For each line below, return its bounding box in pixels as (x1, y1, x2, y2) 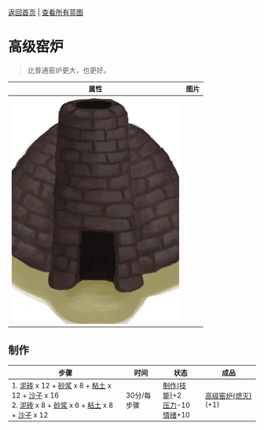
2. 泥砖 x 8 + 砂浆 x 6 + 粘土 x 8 (11, 400, 114, 410)
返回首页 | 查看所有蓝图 (8, 8, 84, 16)
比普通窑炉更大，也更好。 (27, 65, 111, 75)
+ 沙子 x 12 (11, 410, 49, 419)
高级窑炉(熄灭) (205, 392, 252, 401)
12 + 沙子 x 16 (11, 390, 60, 399)
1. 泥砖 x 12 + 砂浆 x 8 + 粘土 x (11, 381, 112, 390)
